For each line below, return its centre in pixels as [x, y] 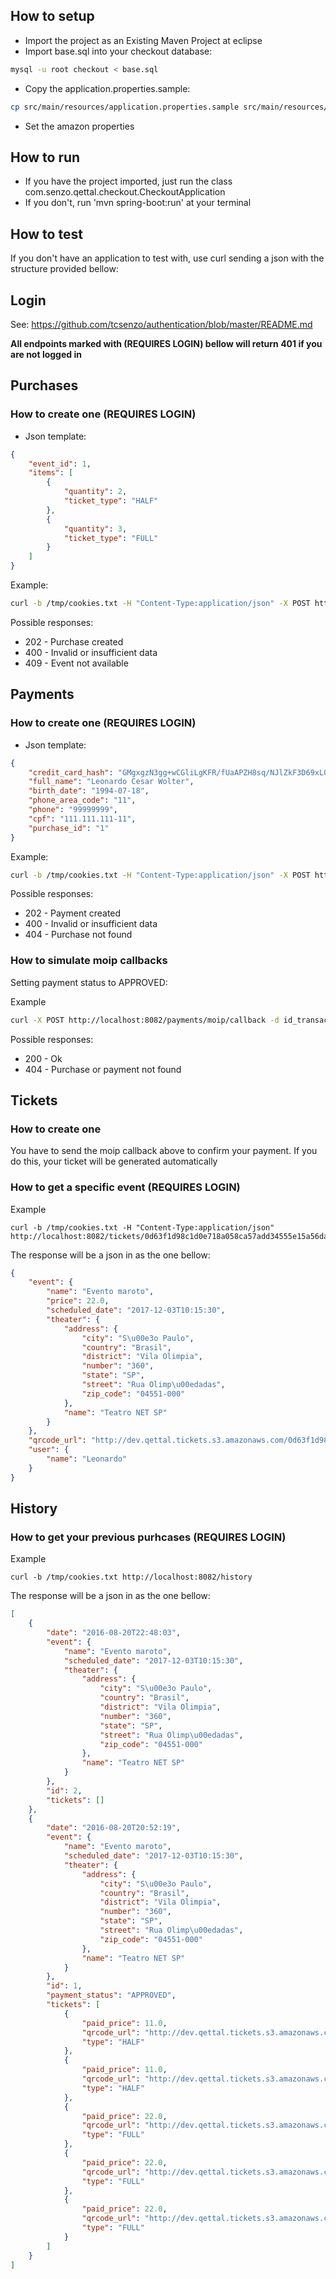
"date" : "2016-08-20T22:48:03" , [114, 1633]
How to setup [52, 16]
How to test [46, 234]
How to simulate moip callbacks [89, 961]
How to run [45, 157]
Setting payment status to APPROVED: [89, 982]
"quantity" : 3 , [95, 529]
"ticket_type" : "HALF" [111, 501]
